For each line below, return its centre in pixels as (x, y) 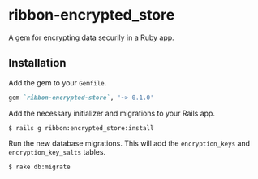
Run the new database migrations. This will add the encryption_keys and (129, 143)
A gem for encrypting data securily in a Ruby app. (91, 37)
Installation (37, 63)
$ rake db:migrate (39, 167)
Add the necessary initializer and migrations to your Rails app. (112, 113)
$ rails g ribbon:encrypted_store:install (81, 128)
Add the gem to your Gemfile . (58, 82)
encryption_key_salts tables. (57, 151)
